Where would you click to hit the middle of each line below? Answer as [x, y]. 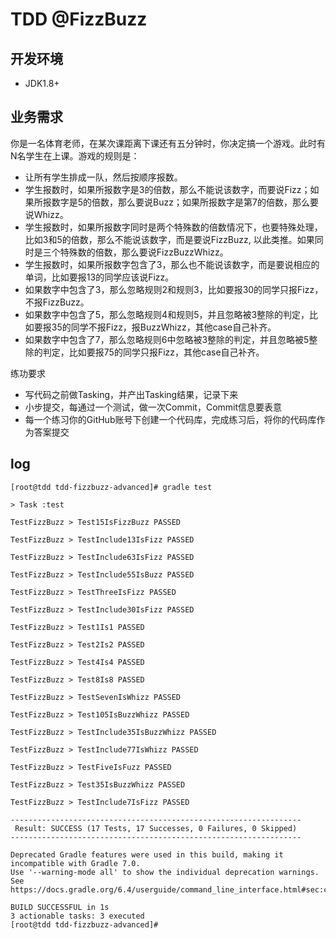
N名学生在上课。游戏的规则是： [75, 155]
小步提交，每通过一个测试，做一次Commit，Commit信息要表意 [153, 407]
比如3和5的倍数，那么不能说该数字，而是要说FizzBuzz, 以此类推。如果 [169, 239]
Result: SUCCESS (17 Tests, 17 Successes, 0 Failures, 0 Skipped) [156, 828]
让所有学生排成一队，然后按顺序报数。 [103, 177]
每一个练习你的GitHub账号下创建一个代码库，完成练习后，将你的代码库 [170, 419]
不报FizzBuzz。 [57, 302]
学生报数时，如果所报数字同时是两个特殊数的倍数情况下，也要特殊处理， [173, 227]
